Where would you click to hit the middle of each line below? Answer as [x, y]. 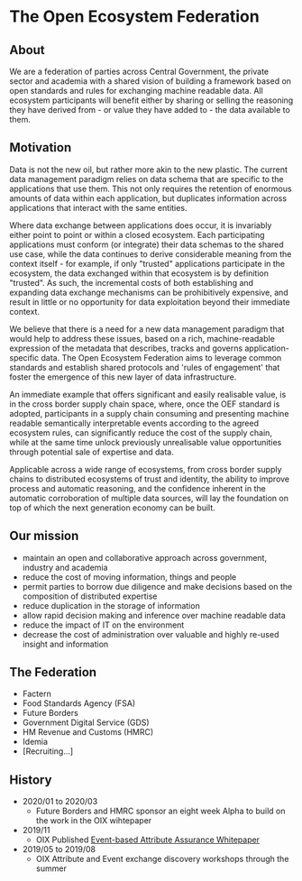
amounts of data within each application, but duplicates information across [148, 198]
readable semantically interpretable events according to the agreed [134, 423]
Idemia [35, 742]
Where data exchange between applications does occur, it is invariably [141, 225]
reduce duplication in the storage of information [111, 605]
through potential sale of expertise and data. [92, 452]
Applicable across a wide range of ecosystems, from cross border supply [146, 469]
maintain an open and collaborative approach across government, [145, 557]
